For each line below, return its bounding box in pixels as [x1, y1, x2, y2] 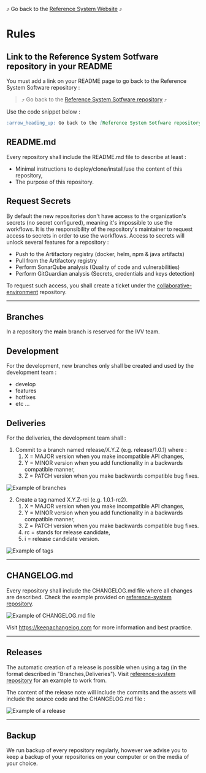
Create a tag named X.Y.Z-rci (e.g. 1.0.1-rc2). [15, 495, 128, 503]
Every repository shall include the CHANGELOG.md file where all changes [6, 586, 193, 594]
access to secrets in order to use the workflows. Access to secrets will [6, 231, 185, 239]
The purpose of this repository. [15, 178, 94, 185]
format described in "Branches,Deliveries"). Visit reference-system [6, 670, 176, 677]
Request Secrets [6, 196, 71, 206]
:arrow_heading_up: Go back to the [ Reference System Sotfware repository [6, 120, 202, 126]
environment [6, 288, 39, 295]
